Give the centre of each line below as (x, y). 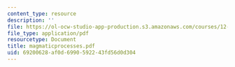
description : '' (31, 20)
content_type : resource (42, 14)
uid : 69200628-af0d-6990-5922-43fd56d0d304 (72, 53)
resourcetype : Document (42, 40)
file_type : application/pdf (48, 33)
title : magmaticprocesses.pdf (51, 46)
